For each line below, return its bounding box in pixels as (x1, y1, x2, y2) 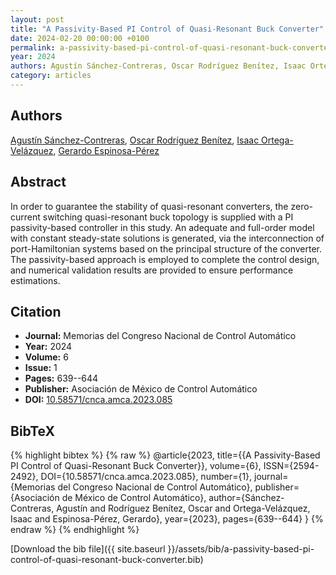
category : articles (10, 71, 92, 81)
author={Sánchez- (208, 492, 285, 504)
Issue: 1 (24, 362, 58, 374)
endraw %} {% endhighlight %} (10, 524, 140, 536)
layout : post (10, 14, 65, 25)
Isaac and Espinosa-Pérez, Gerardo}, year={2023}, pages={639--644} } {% (10, 513, 324, 525)
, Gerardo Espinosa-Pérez (53, 144, 160, 156)
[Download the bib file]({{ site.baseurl (10, 543, 166, 555)
